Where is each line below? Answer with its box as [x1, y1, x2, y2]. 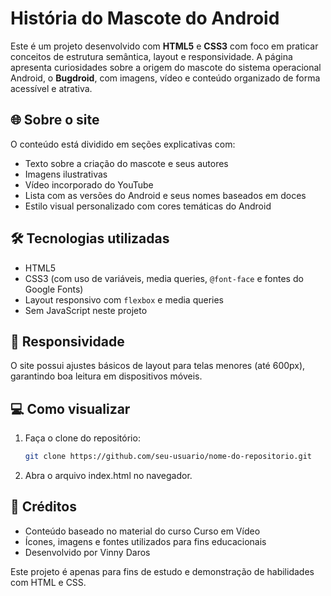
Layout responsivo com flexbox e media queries [24, 293, 225, 306]
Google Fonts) [24, 283, 84, 295]
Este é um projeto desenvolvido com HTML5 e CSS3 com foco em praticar [10, 40, 319, 52]
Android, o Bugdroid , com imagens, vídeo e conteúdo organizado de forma [10, 72, 321, 84]
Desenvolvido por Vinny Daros [24, 546, 151, 558]
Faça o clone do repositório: [24, 432, 141, 444]
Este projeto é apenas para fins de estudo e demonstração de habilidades [10, 565, 315, 577]
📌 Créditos [10, 498, 77, 516]
